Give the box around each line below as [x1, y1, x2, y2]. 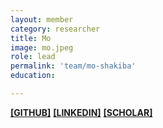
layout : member [10, 14, 74, 25]
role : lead [10, 52, 56, 62]
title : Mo [10, 33, 52, 43]
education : [10, 71, 56, 81]
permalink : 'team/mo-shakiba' [10, 61, 137, 71]
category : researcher [10, 24, 101, 34]
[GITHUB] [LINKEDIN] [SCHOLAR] [10, 106, 153, 118]
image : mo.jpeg [10, 42, 74, 53]
